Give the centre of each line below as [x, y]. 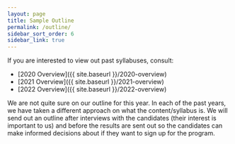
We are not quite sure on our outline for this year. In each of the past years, [117, 103]
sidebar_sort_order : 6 [41, 34]
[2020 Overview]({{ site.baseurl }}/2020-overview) [92, 74]
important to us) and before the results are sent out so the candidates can [115, 126]
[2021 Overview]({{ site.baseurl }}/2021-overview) [91, 82]
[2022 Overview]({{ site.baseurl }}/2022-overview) [92, 89]
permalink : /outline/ [39, 27]
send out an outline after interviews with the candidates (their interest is [112, 118]
